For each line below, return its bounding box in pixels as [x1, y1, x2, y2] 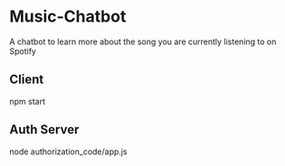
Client [9, 72, 44, 88]
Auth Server [9, 122, 80, 137]
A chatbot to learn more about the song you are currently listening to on [9, 36, 277, 47]
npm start [9, 96, 46, 106]
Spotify [9, 45, 36, 56]
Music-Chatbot [9, 6, 127, 27]
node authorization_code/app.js [9, 146, 128, 157]
